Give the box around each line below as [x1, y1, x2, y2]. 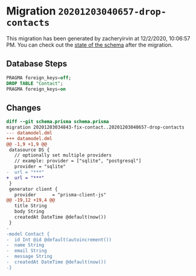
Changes [6, 103, 41, 113]
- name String [6, 242, 45, 248]
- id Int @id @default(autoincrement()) [6, 237, 112, 243]
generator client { [8, 186, 58, 192]
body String [14, 208, 45, 215]
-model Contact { [6, 231, 50, 237]
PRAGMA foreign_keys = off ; [6, 74, 71, 81]
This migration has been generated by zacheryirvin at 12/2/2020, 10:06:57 [6, 34, 191, 42]
